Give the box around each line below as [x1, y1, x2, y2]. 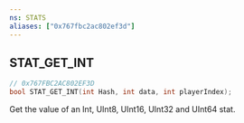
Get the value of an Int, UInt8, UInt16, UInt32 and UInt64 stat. [9, 104, 236, 115]
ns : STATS [9, 13, 47, 23]
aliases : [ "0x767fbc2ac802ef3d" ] [9, 22, 136, 31]
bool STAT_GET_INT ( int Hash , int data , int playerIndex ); [9, 88, 232, 97]
